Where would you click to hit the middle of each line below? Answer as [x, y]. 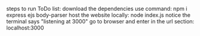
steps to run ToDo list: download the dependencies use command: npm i [97, 9]
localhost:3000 [25, 28]
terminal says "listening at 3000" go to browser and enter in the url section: [100, 21]
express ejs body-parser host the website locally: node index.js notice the [98, 15]
